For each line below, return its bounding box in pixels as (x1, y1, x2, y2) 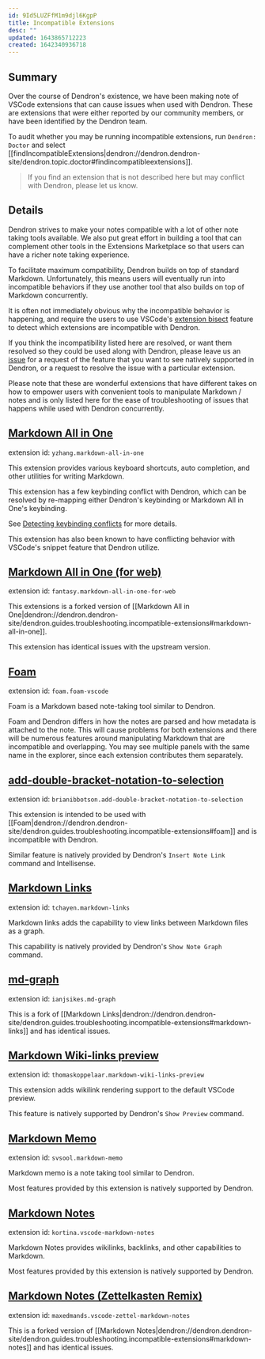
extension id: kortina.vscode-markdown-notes (8, 1228, 155, 1237)
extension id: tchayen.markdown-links (8, 903, 131, 912)
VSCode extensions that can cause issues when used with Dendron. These (8, 100, 253, 109)
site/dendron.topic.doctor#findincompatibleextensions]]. (8, 157, 193, 166)
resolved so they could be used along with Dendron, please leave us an (8, 346, 241, 356)
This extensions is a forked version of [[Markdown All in (8, 602, 190, 611)
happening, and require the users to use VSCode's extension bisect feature (8, 314, 254, 324)
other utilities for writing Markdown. (8, 471, 125, 481)
